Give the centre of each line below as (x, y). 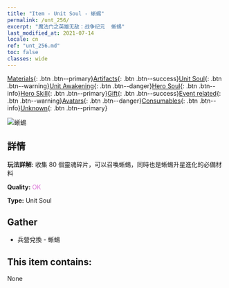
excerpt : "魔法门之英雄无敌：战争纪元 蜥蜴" (66, 26)
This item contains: (49, 262)
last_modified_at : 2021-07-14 (51, 33)
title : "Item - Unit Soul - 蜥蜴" (56, 14)
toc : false (23, 53)
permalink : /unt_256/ (38, 20)
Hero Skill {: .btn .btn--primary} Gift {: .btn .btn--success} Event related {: (121, 93)
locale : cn (23, 40)
